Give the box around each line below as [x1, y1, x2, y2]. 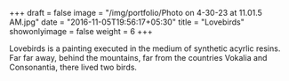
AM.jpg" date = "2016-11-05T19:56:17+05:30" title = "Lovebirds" [9, 17, 245, 27]
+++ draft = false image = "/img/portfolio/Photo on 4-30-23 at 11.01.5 [9, 8, 262, 18]
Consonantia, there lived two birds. [9, 62, 138, 72]
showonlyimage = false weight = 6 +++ [9, 26, 153, 36]
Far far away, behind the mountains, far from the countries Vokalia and [9, 53, 268, 63]
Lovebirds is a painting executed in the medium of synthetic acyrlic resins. [9, 43, 281, 54]
